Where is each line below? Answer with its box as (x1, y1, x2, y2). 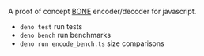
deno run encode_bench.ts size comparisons (19, 39, 164, 48)
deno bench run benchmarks (19, 31, 111, 39)
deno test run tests (19, 22, 83, 31)
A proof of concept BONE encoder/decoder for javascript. (8, 7, 197, 16)
